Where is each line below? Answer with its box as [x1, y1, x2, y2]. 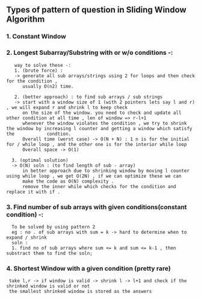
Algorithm [6, 14, 45, 25]
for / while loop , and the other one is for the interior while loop [6, 141, 187, 147]
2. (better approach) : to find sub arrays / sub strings [14, 93, 163, 100]
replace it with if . [6, 189, 61, 195]
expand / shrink [6, 234, 47, 241]
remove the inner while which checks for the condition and [22, 183, 176, 189]
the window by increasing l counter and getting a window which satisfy [6, 125, 193, 131]
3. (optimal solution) [11, 157, 69, 163]
